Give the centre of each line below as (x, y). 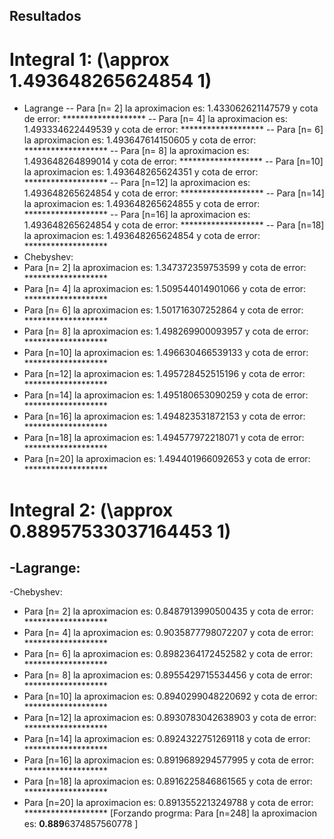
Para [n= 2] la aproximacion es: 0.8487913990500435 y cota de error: (168, 611)
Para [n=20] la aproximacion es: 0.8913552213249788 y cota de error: (168, 803)
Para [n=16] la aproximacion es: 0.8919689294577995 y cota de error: (168, 760)
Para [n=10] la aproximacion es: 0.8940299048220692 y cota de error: (170, 696)
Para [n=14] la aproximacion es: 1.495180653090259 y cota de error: (166, 395)
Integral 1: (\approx (89, 59)
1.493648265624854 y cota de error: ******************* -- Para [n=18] (174, 225)
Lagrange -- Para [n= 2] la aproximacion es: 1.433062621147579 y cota (171, 108)
